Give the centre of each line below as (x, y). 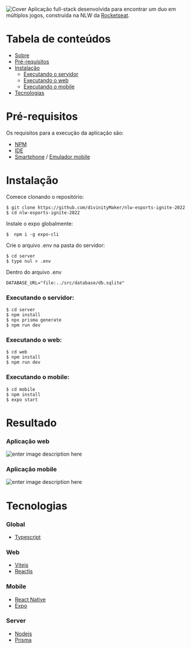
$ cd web (17, 352)
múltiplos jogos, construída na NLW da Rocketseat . (68, 15)
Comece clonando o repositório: (45, 196)
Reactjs (24, 571)
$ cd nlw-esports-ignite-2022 (43, 213)
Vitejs (21, 565)
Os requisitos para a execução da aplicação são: (65, 133)
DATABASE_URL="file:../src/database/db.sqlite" (66, 283)
